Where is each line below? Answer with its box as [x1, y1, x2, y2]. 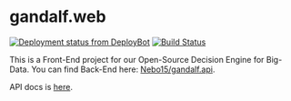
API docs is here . [9, 81, 73, 92]
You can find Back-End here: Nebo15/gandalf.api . [31, 64, 216, 75]
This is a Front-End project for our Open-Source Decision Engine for [9, 54, 265, 65]
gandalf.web [9, 6, 106, 27]
